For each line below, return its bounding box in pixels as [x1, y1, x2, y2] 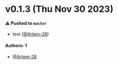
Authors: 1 [5, 42, 27, 48]
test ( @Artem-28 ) [12, 31, 49, 37]
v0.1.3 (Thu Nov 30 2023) [5, 3, 113, 15]
